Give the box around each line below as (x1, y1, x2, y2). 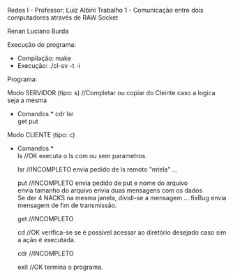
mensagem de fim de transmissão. (17, 201, 117, 209)
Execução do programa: (7, 41, 77, 48)
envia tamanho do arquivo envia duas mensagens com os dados (17, 186, 203, 195)
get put (17, 117, 38, 125)
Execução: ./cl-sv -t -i (17, 62, 81, 69)
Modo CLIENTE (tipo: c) (7, 131, 75, 139)
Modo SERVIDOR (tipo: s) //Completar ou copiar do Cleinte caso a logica (7, 89, 216, 97)
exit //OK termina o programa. (17, 263, 103, 271)
